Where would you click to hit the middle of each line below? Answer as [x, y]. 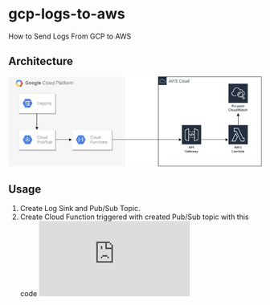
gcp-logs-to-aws [67, 14]
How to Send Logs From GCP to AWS [70, 36]
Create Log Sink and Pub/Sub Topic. [80, 209]
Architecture [41, 61]
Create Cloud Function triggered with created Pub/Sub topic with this [134, 217]
